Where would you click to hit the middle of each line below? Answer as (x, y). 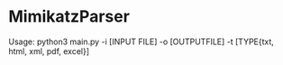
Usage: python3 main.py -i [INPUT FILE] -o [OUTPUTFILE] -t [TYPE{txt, (141, 42)
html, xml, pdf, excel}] (49, 51)
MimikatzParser (69, 17)
